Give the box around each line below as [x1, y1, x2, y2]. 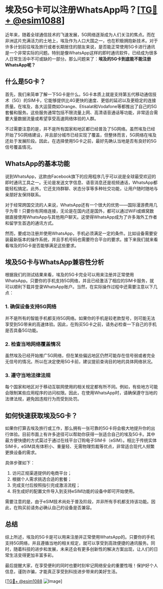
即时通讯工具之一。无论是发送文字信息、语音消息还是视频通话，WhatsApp [5, 179, 154, 185]
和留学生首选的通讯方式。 [5, 220, 56, 226]
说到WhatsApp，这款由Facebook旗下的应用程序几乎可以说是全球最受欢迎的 [5, 173, 156, 179]
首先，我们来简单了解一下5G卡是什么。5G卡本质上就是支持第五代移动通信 [5, 91, 153, 97]
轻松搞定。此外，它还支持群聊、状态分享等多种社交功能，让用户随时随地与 [9, 185, 158, 191]
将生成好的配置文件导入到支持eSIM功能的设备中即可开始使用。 [12, 488, 137, 494]
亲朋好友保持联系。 [5, 191, 44, 197]
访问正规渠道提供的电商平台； [12, 470, 72, 476]
